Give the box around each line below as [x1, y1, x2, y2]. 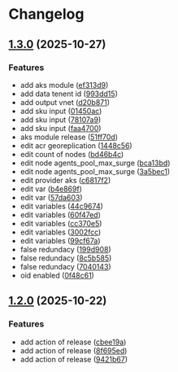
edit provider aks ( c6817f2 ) [20, 175, 111, 185]
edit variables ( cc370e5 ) [20, 218, 102, 228]
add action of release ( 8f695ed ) [20, 345, 128, 355]
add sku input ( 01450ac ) [20, 106, 102, 116]
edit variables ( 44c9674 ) [20, 201, 104, 211]
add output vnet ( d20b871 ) [20, 97, 111, 107]
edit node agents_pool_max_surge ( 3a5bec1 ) [20, 166, 171, 176]
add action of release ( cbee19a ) [20, 337, 127, 347]
